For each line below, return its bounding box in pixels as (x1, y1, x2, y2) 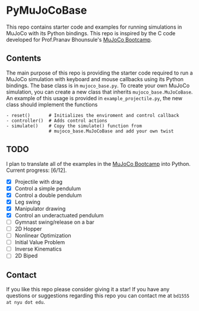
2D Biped (14, 252, 38, 260)
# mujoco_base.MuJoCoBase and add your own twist (48, 128, 174, 134)
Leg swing (14, 198, 40, 205)
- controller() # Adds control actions (6, 118, 108, 124)
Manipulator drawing (14, 205, 66, 212)
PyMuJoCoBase (6, 4, 87, 17)
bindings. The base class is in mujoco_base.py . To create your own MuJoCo (6, 82, 190, 89)
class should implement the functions (6, 101, 98, 108)
